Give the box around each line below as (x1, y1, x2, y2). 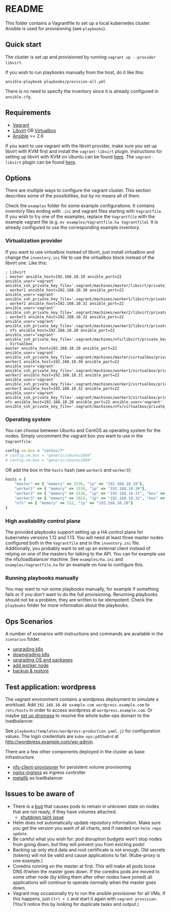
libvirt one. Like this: (5, 259, 47, 266)
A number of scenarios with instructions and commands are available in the (5, 631, 164, 637)
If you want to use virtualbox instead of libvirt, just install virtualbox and (5, 249, 155, 255)
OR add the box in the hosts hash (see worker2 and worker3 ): (5, 466, 132, 473)
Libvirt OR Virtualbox (12, 127, 56, 134)
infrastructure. (5, 754, 36, 760)
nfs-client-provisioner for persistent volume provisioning (12, 764, 131, 770)
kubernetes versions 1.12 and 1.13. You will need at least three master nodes (5, 535, 164, 541)
